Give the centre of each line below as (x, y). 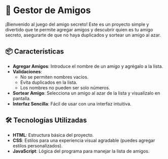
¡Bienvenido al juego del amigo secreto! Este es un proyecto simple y (77, 24)
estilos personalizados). (38, 145)
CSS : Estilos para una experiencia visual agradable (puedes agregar (84, 140)
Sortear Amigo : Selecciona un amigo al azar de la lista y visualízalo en (86, 93)
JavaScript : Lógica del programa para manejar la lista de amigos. (81, 151)
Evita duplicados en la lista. (49, 82)
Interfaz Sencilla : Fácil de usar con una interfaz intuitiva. (72, 103)
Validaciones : (27, 71)
